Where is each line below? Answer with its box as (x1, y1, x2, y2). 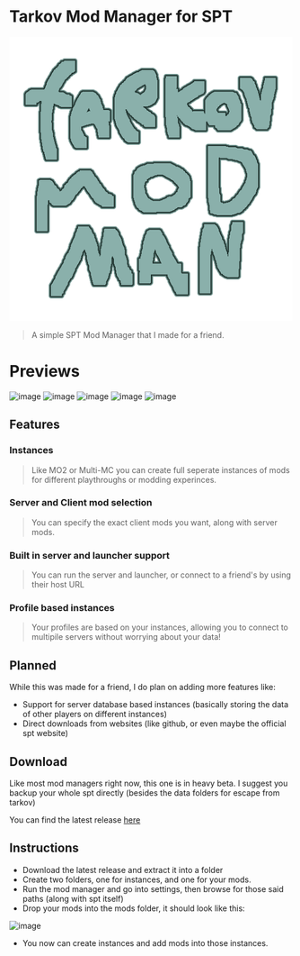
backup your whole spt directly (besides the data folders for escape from (9, 788, 280, 798)
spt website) (22, 728, 69, 739)
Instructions (9, 841, 79, 856)
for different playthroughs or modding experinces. (31, 474, 217, 485)
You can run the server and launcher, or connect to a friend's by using (31, 569, 292, 580)
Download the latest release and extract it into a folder (22, 864, 224, 875)
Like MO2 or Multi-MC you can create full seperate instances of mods (31, 464, 290, 475)
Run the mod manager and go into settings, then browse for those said (22, 883, 285, 894)
